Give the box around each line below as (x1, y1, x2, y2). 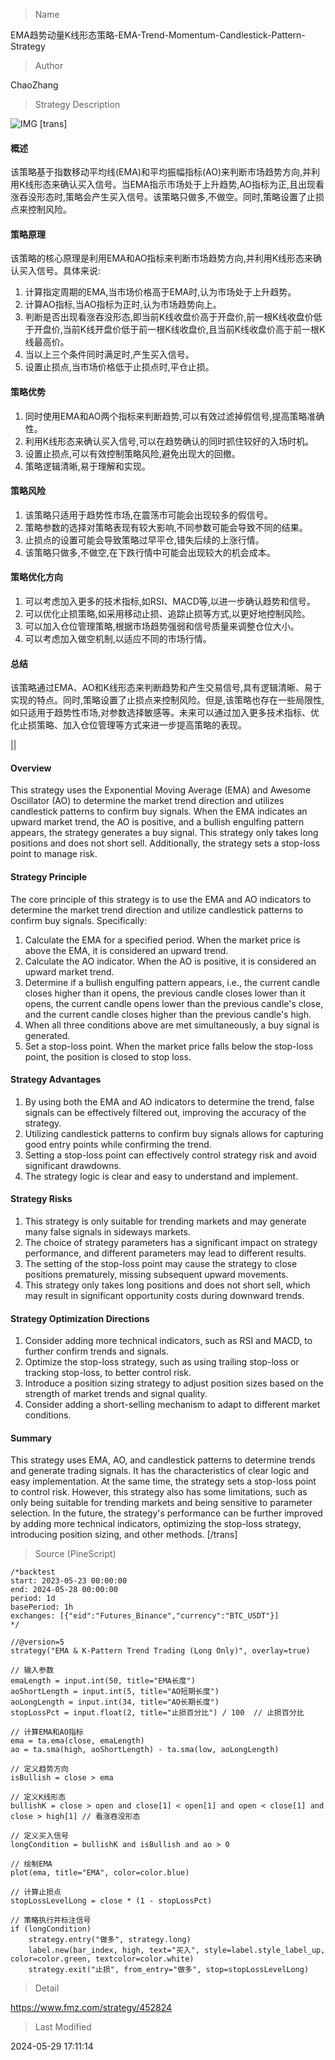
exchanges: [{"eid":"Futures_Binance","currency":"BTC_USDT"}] (10, 1611, 280, 1621)
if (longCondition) (10, 1924, 92, 1934)
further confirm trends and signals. (24, 1345, 169, 1358)
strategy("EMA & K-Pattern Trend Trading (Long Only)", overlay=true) (10, 1646, 311, 1656)
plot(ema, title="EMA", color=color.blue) (10, 1868, 190, 1878)
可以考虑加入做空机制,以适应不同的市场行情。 (24, 633, 212, 645)
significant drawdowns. (24, 1159, 122, 1171)
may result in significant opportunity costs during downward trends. (24, 1290, 305, 1302)
